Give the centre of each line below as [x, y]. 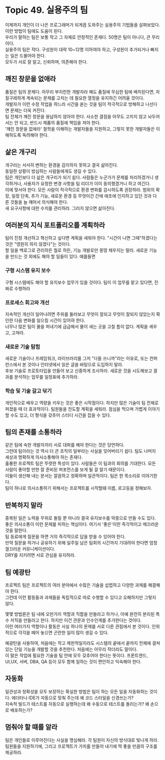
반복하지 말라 [24, 505]
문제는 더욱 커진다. [28, 110]
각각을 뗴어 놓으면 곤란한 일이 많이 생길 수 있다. [63, 633]
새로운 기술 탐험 [23, 346]
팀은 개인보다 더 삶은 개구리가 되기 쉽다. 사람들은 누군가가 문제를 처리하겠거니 [79, 177]
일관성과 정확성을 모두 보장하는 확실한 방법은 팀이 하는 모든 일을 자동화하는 [77, 691]
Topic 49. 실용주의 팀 [47, 10]
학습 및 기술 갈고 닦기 [28, 391]
